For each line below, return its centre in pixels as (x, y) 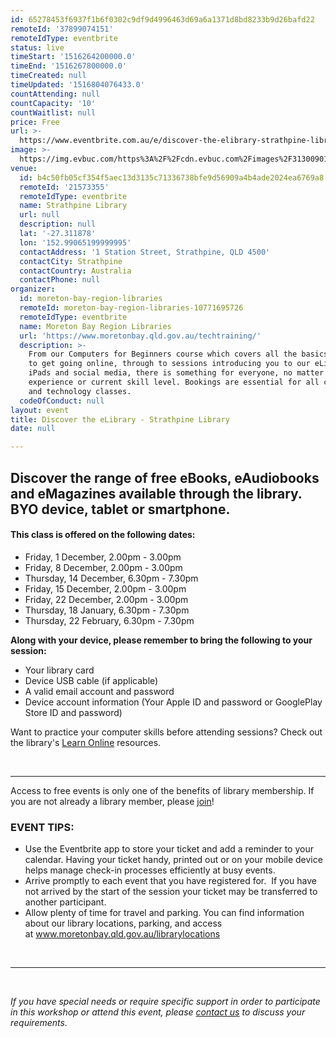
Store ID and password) (73, 712)
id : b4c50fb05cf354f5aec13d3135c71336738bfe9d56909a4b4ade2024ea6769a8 (172, 177)
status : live (37, 47)
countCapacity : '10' (53, 103)
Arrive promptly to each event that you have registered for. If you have (170, 881)
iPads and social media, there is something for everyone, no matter (176, 373)
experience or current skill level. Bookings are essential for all (174, 382)
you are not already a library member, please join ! (112, 801)
